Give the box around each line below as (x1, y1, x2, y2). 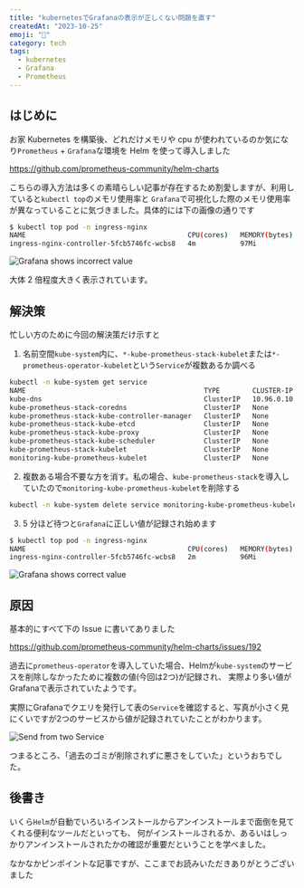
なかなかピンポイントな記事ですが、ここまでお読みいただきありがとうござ (9, 857, 287, 869)
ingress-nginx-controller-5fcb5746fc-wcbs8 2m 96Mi (9, 553, 257, 562)
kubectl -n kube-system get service (9, 377, 147, 387)
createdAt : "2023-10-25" (9, 22, 103, 31)
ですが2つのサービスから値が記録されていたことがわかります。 (33, 713, 267, 724)
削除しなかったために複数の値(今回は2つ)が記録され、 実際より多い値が (24, 672, 292, 683)
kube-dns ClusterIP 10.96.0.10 (9, 395, 294, 404)
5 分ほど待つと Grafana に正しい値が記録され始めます (22, 518, 217, 529)
